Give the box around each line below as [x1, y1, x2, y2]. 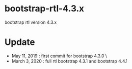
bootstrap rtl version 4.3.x [4, 19, 57, 25]
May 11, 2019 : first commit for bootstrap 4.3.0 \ [11, 53, 107, 59]
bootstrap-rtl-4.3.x [4, 3, 84, 14]
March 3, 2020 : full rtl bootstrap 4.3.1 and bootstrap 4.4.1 [11, 58, 128, 64]
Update [4, 36, 35, 48]
